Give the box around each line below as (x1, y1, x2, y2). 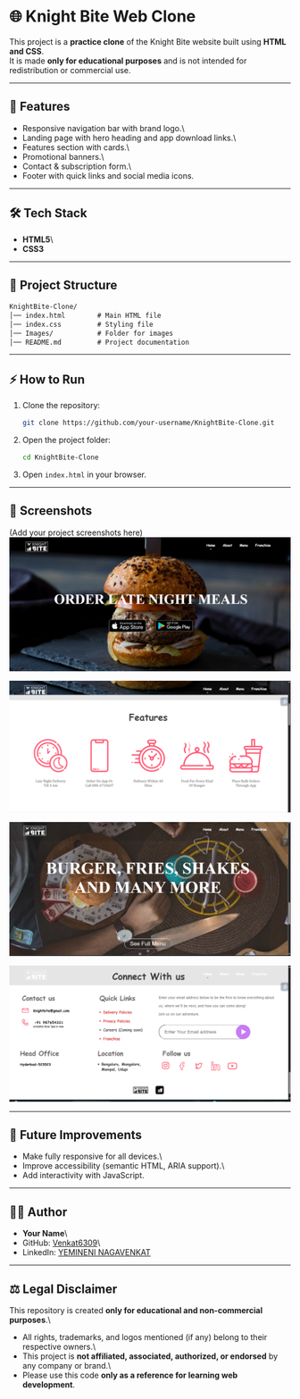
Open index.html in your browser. (21, 469, 147, 480)
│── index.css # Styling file (9, 320, 154, 330)
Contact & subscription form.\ (21, 161, 132, 172)
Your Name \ (21, 1228, 68, 1239)
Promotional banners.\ (21, 151, 104, 162)
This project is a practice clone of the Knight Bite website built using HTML (9, 36, 287, 46)
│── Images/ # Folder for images (9, 329, 174, 339)
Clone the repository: (21, 400, 101, 411)
